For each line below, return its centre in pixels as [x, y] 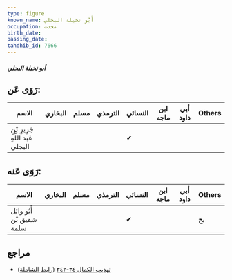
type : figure [26, 13]
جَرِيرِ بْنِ [22, 129]
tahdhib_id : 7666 [32, 46]
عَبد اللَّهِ [22, 138]
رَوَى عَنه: [24, 171]
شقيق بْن [24, 220]
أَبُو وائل [22, 211]
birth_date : [24, 33]
